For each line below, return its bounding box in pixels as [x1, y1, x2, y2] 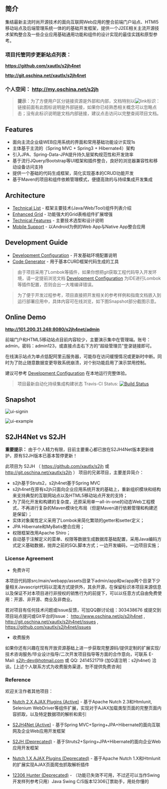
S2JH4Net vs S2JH [5, 433, 66, 441]
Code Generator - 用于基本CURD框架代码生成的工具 [12, 258, 119, 264]
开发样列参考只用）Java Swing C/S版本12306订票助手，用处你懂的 [12, 778, 149, 784]
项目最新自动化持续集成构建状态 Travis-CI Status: [17, 380, 118, 387]
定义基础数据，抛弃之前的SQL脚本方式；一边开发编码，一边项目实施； [16, 542, 161, 549]
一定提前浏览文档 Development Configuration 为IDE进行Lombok [30, 275, 161, 281]
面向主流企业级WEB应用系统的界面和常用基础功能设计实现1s [12, 139, 136, 145]
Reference [5, 676, 31, 683]
